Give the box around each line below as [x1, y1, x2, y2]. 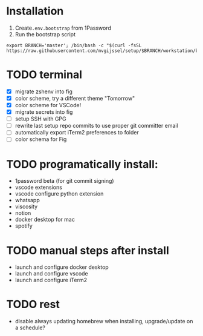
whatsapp [14, 197, 40, 204]
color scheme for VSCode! [14, 102, 82, 108]
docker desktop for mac [14, 216, 76, 223]
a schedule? [14, 324, 45, 331]
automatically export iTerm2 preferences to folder [14, 129, 139, 136]
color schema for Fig [14, 136, 67, 143]
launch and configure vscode [14, 270, 89, 277]
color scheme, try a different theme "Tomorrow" [14, 94, 135, 102]
